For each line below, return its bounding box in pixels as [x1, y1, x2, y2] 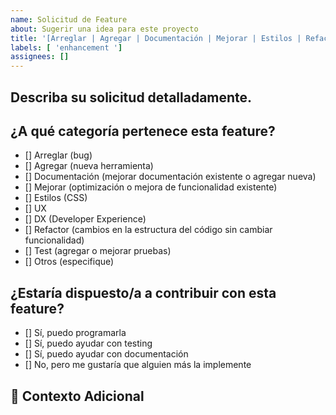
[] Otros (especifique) [24, 256, 115, 268]
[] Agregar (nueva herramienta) [24, 160, 154, 172]
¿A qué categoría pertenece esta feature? [10, 122, 276, 140]
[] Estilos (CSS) [24, 192, 88, 204]
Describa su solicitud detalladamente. [10, 89, 253, 106]
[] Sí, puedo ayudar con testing [24, 337, 153, 350]
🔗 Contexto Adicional [10, 387, 145, 405]
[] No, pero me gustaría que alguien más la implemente [24, 359, 252, 371]
